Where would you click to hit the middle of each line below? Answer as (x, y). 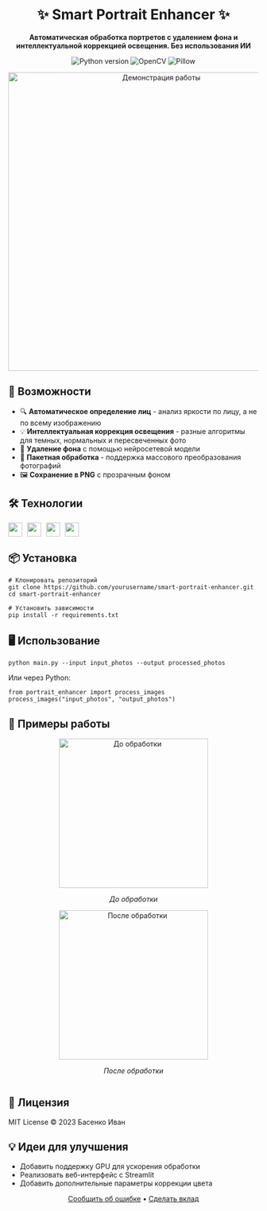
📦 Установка (43, 558)
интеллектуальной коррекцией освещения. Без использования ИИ (133, 45)
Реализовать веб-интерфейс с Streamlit (87, 1174)
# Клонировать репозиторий (53, 580)
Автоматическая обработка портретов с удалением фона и (133, 37)
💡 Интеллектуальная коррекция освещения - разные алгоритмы (132, 431)
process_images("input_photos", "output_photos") (92, 699)
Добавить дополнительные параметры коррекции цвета (116, 1183)
